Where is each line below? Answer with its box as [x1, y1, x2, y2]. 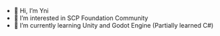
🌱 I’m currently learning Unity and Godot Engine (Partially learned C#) [13, 21, 214, 29]
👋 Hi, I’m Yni [13, 7, 49, 15]
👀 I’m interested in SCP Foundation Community [13, 14, 148, 22]
